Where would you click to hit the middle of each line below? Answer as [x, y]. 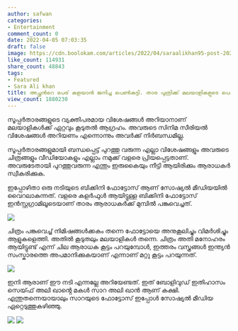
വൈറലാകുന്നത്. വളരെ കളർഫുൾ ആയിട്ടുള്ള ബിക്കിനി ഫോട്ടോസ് [102, 196]
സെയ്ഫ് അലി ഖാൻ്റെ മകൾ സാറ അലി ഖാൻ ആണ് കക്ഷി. [94, 290]
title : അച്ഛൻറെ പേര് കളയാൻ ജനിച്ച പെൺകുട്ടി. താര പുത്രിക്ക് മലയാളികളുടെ [113, 93]
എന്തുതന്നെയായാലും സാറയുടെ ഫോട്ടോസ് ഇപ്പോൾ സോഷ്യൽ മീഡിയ [110, 298]
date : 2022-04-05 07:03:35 [47, 40]
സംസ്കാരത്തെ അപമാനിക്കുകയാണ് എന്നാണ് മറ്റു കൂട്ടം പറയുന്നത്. [102, 255]
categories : [25, 21]
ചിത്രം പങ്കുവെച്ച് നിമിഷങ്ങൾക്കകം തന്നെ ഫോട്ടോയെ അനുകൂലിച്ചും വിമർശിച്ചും [118, 231]
